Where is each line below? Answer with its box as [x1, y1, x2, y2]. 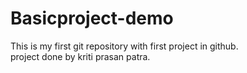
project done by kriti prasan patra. [10, 50, 151, 62]
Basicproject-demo [10, 7, 174, 30]
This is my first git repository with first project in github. [10, 40, 239, 52]
